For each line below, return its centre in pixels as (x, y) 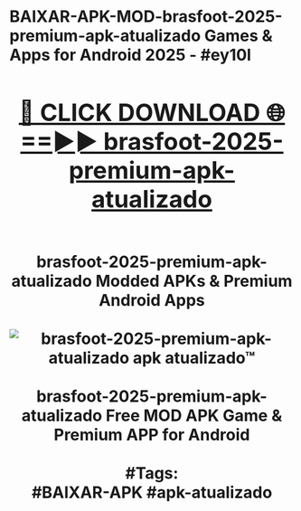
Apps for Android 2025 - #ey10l (130, 55)
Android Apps (152, 300)
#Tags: (152, 473)
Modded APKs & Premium (194, 281)
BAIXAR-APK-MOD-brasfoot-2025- (146, 17)
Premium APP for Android (152, 435)
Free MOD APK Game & (194, 416)
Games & (239, 36)
